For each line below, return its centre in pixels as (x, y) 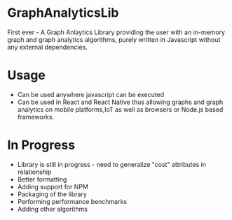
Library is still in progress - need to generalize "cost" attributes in (112, 164)
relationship (34, 172)
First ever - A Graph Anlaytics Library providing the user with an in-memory (116, 32)
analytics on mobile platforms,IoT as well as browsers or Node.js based (120, 109)
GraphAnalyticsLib (63, 13)
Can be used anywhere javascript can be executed (91, 94)
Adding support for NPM (53, 186)
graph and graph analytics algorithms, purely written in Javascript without (114, 39)
